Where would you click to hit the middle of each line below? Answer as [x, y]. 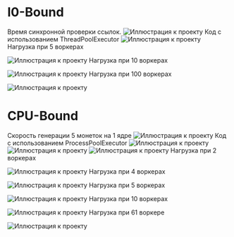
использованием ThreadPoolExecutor [63, 39]
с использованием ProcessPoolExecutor [67, 143]
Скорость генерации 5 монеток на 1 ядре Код [117, 135]
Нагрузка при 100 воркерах [130, 74]
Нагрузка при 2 [193, 150]
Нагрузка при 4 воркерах [127, 171]
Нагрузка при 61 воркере [127, 212]
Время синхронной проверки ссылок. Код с [115, 32]
